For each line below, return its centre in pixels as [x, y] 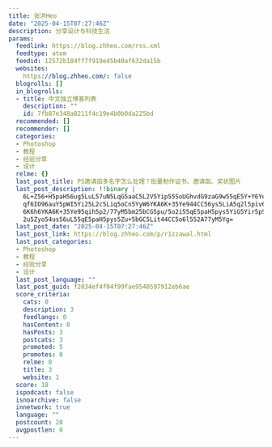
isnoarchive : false [49, 400]
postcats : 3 [43, 340]
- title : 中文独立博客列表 [56, 99]
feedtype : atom [41, 53]
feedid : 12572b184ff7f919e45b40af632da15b [88, 62]
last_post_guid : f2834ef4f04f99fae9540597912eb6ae [103, 287]
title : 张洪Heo [33, 16]
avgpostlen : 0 [39, 430]
